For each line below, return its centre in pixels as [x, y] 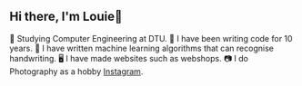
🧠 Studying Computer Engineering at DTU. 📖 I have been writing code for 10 [151, 38]
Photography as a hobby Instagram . [76, 71]
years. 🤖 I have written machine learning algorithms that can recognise [142, 48]
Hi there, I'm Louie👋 [66, 17]
